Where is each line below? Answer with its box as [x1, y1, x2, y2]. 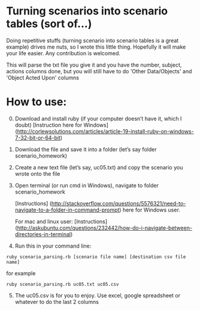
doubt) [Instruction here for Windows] [14, 121, 109, 129]
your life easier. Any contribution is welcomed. [6, 49, 121, 56]
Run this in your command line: [14, 242, 92, 249]
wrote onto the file [14, 170, 60, 177]
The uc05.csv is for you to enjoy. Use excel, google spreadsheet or [14, 291, 181, 299]
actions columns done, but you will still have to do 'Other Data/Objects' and [6, 67, 192, 74]
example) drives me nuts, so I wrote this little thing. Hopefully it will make [6, 43, 186, 50]
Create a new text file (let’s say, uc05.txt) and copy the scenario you [14, 163, 183, 171]
